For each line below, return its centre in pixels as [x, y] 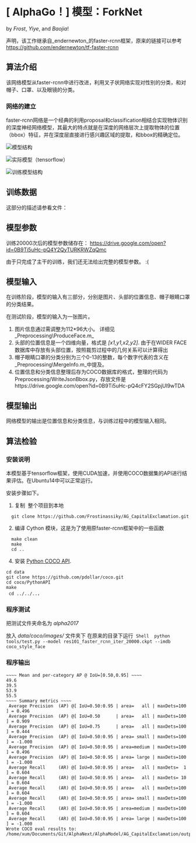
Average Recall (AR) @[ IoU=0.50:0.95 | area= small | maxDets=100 [97, 798]
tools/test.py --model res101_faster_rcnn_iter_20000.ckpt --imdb [88, 642]
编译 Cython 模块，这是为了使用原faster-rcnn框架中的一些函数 [89, 528]
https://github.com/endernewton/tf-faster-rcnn [62, 47]
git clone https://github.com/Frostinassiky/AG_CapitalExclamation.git [100, 516]
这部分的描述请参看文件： [37, 207]
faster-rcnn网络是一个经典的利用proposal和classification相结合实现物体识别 [97, 120]
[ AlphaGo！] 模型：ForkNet [74, 12]
